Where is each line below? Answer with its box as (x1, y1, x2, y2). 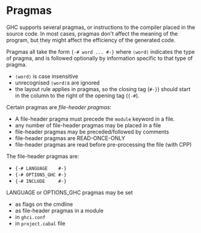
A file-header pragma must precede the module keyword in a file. (14, 115, 175, 123)
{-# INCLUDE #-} (14, 178, 67, 184)
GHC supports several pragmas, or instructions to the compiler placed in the (6, 24, 196, 31)
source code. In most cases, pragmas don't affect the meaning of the (6, 30, 178, 37)
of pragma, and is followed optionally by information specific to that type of (6, 54, 193, 62)
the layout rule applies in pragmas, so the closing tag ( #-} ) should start (14, 85, 191, 92)
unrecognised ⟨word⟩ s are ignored (14, 79, 100, 86)
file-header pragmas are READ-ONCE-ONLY (14, 134, 125, 142)
